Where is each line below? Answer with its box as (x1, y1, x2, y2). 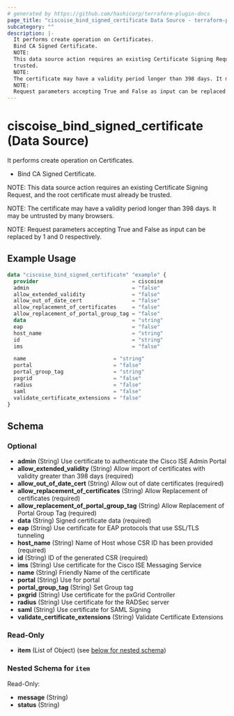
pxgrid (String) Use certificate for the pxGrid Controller (17, 591, 175, 599)
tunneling (17, 532, 45, 540)
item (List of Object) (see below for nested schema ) (17, 646, 166, 655)
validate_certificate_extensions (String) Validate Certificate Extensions (17, 613, 224, 622)
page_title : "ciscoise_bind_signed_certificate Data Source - (7, 17, 192, 24)
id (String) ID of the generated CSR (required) (17, 553, 148, 562)
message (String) (17, 693, 68, 701)
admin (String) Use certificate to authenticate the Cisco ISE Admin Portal (17, 457, 226, 465)
